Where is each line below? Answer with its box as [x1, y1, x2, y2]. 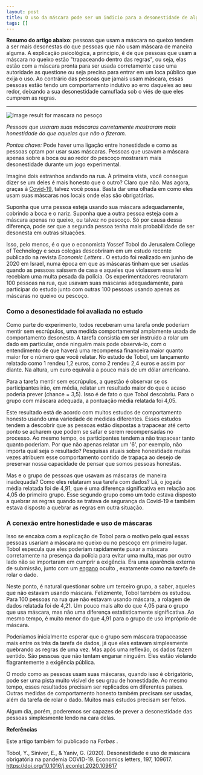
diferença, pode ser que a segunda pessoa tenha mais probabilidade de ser [6, 223, 195, 230]
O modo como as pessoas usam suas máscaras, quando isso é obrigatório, [6, 670, 193, 677]
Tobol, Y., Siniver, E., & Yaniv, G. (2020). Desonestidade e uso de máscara [6, 749, 190, 756]
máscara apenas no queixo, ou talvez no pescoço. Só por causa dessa [6, 216, 182, 223]
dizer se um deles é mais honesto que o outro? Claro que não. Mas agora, [6, 179, 190, 186]
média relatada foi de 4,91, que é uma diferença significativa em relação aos [6, 484, 196, 492]
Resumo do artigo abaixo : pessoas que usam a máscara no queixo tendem [6, 37, 194, 44]
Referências [6, 725, 37, 733]
